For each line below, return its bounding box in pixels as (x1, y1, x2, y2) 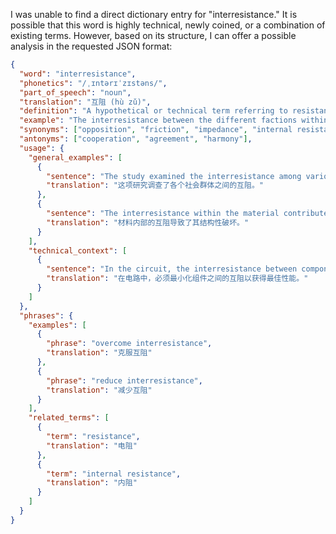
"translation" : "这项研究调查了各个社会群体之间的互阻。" (46, 180, 264, 191)
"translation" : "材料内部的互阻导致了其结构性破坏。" (46, 217, 250, 228)
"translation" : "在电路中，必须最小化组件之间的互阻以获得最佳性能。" (46, 274, 309, 284)
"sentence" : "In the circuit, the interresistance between (46, 264, 298, 274)
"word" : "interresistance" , (19, 69, 137, 79)
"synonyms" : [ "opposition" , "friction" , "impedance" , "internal (19, 125, 293, 135)
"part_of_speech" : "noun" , (19, 87, 132, 98)
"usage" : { (19, 143, 65, 153)
